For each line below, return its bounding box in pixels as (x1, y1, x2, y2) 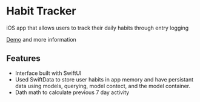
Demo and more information (6, 36, 77, 43)
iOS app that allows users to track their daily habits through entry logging (6, 24, 189, 31)
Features (6, 53, 41, 64)
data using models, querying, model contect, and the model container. (15, 82, 191, 89)
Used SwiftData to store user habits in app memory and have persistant (15, 75, 194, 83)
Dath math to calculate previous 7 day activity (15, 89, 130, 96)
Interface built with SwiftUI (15, 69, 82, 77)
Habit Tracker (6, 4, 76, 18)
